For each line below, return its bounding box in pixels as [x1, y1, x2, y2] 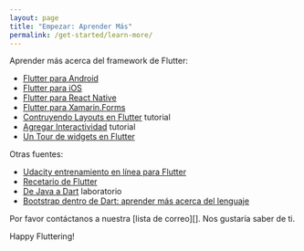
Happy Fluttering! [9, 231, 75, 242]
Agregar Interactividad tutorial [22, 121, 136, 132]
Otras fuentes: [9, 149, 64, 160]
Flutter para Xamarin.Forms [22, 102, 126, 113]
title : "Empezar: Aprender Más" [9, 22, 132, 31]
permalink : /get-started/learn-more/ [9, 30, 153, 39]
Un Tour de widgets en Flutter [22, 131, 135, 142]
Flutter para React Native [22, 92, 117, 103]
